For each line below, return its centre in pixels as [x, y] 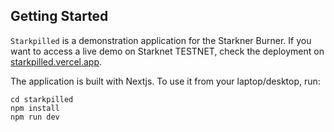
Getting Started [59, 16]
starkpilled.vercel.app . [56, 61]
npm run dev [35, 117]
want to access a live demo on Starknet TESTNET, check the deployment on [167, 51]
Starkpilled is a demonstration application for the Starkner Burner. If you [161, 40]
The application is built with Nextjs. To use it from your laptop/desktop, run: [165, 81]
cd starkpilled [42, 99]
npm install [35, 108]
